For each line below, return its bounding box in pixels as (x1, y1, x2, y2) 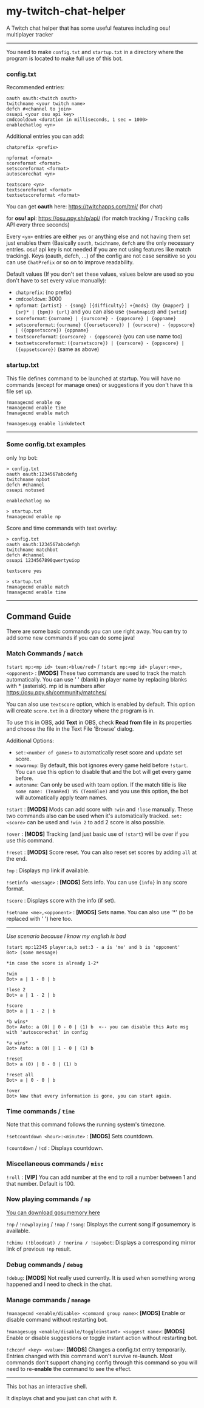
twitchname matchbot (6, 547, 59, 553)
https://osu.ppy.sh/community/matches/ (6, 688, 107, 696)
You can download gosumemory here (6, 1209, 100, 1216)
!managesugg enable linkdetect (6, 420, 86, 426)
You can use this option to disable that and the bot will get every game (15, 768, 191, 775)
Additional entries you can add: (6, 132, 84, 140)
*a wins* (6, 1040, 29, 1046)
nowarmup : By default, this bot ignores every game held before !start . (15, 761, 188, 769)
